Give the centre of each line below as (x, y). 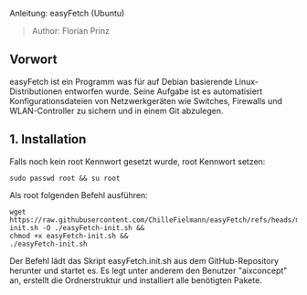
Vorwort (33, 60)
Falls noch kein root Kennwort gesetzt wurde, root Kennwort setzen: (138, 161)
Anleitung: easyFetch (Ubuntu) (67, 13)
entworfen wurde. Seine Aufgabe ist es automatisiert (164, 91)
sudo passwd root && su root (65, 178)
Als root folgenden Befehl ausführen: (79, 195)
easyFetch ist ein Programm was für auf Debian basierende (121, 81)
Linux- (246, 81)
